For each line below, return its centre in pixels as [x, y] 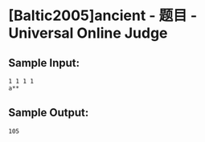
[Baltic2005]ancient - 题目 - [103, 16]
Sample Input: [44, 63]
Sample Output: [49, 113]
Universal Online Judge [88, 33]
